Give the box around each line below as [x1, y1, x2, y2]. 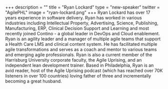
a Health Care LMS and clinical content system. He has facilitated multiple [5, 41, 157, 47]
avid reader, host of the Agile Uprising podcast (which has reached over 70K [5, 68, 163, 74]
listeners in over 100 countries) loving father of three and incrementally [5, 73, 151, 79]
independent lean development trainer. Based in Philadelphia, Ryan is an [5, 62, 154, 68]
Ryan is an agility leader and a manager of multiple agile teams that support [5, 36, 161, 42]
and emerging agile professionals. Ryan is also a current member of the [5, 52, 152, 58]
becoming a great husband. [5, 78, 62, 84]
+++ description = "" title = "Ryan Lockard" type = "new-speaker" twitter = [5, 4, 160, 10]
